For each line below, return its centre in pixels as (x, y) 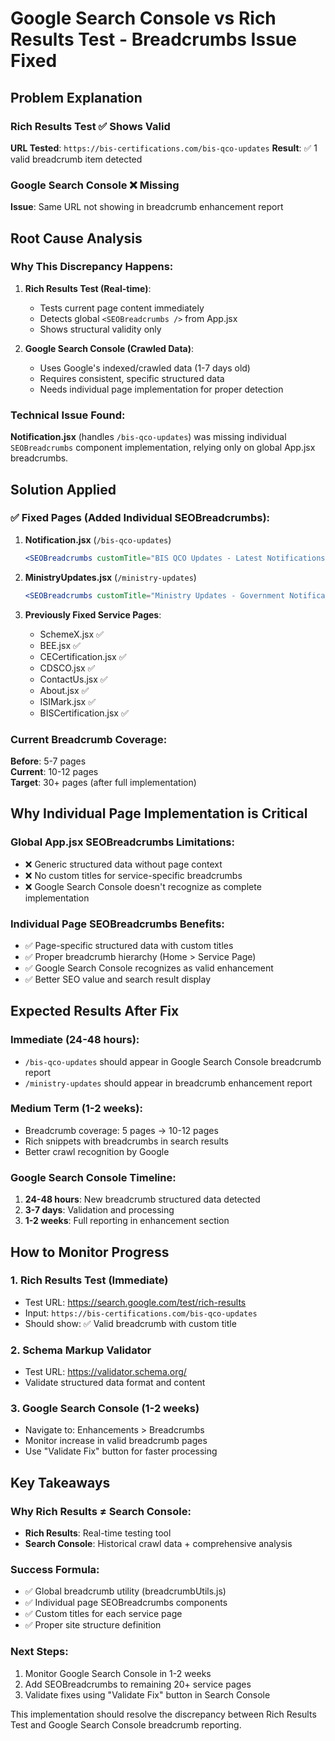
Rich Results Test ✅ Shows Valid (90, 126)
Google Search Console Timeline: (93, 1177)
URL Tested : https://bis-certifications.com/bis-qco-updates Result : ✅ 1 (164, 148)
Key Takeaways (60, 1482)
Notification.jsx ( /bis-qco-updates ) (98, 539)
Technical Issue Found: (68, 415)
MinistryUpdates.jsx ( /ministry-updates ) (110, 577)
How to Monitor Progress (90, 1252)
